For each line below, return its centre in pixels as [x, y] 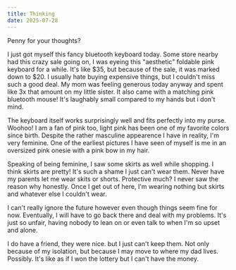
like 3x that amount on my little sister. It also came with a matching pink [111, 92]
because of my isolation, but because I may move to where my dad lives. [113, 251]
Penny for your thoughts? [44, 40]
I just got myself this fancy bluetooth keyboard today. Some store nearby [113, 54]
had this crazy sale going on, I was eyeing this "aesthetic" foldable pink [111, 61]
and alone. [23, 230]
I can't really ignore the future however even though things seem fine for [113, 207]
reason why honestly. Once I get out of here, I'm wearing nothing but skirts [116, 186]
